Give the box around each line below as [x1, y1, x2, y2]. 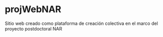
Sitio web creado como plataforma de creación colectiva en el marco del [5, 20, 158, 26]
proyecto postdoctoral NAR [5, 25, 63, 31]
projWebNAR [5, 4, 62, 15]
